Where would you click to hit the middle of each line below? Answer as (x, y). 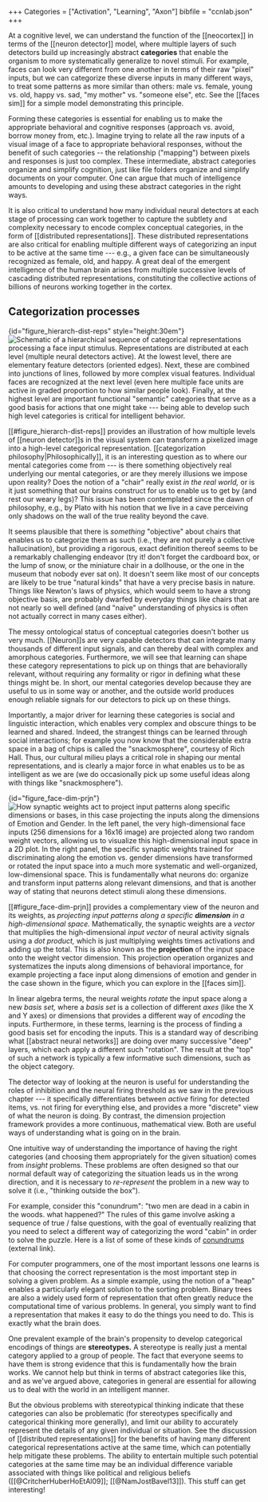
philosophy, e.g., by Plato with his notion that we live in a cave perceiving (128, 507)
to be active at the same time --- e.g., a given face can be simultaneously (129, 253)
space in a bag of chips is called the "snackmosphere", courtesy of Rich (127, 748)
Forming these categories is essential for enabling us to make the (116, 118)
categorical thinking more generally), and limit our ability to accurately (123, 1421)
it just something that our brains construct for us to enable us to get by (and (132, 491)
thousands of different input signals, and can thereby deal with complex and (133, 649)
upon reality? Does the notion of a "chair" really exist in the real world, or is (132, 482)
